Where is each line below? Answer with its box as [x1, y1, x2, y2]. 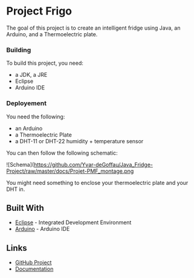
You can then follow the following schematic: [6, 149, 118, 157]
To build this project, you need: [6, 59, 83, 67]
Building [6, 45, 31, 54]
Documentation [15, 265, 54, 273]
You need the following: [6, 113, 65, 120]
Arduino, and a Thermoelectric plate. [6, 30, 98, 37]
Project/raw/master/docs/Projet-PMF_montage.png [6, 167, 134, 175]
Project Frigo [6, 4, 73, 18]
